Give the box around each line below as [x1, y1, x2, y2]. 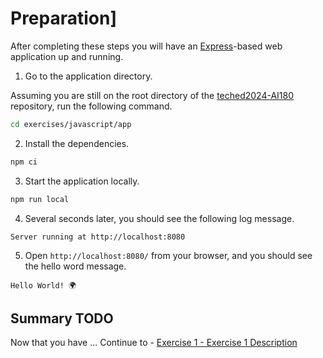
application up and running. [10, 50, 124, 62]
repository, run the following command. [10, 100, 173, 112]
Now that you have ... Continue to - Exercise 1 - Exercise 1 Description [10, 337, 298, 349]
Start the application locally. [24, 175, 140, 187]
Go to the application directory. [24, 70, 153, 82]
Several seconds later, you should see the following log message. [24, 212, 295, 224]
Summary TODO [10, 310, 114, 327]
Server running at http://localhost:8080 [10, 232, 186, 242]
